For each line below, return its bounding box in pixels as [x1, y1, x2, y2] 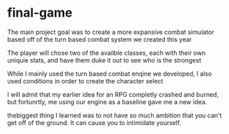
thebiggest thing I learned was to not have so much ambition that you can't [7, 111, 222, 119]
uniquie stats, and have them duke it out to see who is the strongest [7, 56, 202, 64]
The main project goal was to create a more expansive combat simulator [7, 28, 214, 36]
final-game [7, 5, 73, 21]
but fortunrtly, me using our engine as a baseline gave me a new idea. [7, 97, 207, 106]
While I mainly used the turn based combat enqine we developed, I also [7, 69, 212, 78]
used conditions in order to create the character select [7, 76, 164, 85]
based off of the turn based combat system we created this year [7, 35, 192, 43]
